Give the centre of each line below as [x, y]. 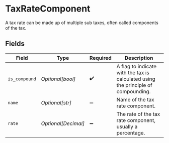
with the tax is [133, 72]
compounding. [134, 91]
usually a [127, 126]
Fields [15, 44]
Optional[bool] [58, 79]
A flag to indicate [137, 66]
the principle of [134, 85]
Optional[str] [56, 102]
